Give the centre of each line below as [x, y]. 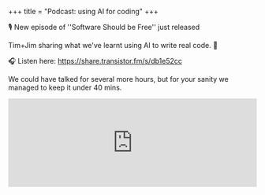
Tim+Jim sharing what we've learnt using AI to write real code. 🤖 [113, 45]
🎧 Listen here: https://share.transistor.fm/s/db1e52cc [95, 61]
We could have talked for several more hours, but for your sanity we [118, 79]
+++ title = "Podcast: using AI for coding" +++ [84, 11]
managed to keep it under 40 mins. [65, 87]
